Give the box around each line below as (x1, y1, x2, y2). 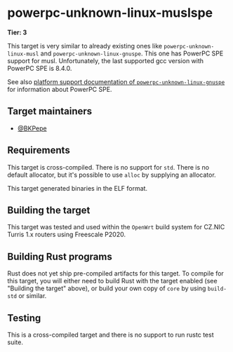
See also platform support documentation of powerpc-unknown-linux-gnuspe (7, 77, 225, 86)
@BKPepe (17, 124, 47, 133)
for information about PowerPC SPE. (7, 85, 112, 93)
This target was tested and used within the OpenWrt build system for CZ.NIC (7, 223, 225, 231)
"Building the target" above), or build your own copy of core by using (7, 284, 206, 292)
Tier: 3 (7, 28, 27, 36)
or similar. (18, 292, 47, 300)
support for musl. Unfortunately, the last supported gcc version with (7, 56, 204, 65)
